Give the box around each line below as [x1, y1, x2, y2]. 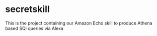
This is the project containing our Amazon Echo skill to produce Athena [5, 20, 152, 26]
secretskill [5, 3, 50, 15]
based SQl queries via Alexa [5, 25, 64, 31]
